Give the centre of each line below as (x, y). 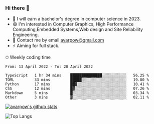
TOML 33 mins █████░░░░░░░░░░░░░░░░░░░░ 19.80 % (77, 80)
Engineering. (26, 35)
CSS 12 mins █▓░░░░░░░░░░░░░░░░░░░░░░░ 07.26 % (77, 89)
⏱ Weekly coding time (28, 57)
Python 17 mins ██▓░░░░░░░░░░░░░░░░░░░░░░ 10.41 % (77, 84)
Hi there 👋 (18, 8)
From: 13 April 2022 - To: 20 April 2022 (49, 67)
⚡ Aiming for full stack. (36, 46)
